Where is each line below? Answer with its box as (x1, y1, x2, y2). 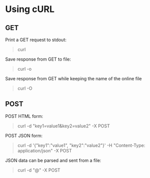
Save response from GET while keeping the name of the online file (5, 76, 142, 81)
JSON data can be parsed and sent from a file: (5, 157, 101, 163)
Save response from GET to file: (5, 56, 71, 62)
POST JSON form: (5, 132, 43, 138)
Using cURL (5, 4, 55, 15)
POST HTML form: (5, 113, 44, 119)
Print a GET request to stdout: (5, 37, 67, 43)
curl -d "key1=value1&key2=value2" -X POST (17, 123, 110, 129)
